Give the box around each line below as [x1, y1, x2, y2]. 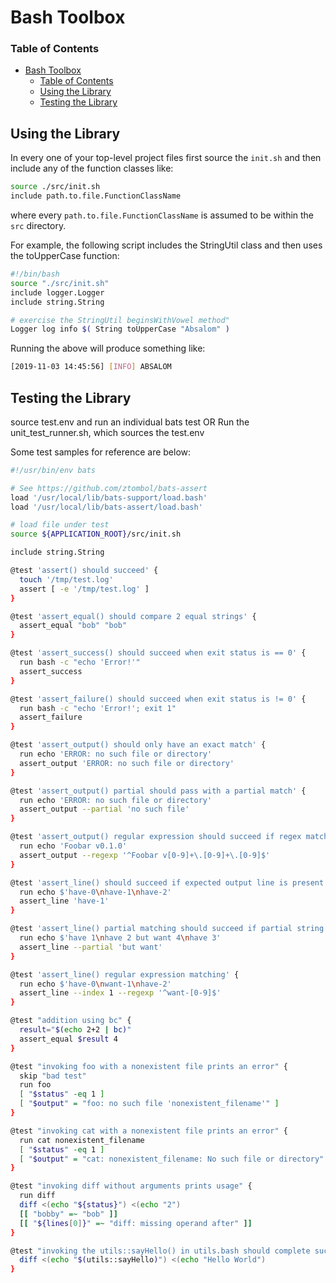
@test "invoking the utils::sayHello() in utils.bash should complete [10, 1246, 311, 1256]
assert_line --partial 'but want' [19, 942, 163, 952]
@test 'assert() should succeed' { [10, 566, 159, 576]
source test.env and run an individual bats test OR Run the [10, 416, 250, 428]
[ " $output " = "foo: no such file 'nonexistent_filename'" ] [19, 1099, 280, 1109]
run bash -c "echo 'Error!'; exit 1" [19, 703, 177, 713]
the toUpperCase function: [10, 250, 120, 262]
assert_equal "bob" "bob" [19, 621, 128, 631]
